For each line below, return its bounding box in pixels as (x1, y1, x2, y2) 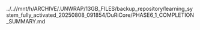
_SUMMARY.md (6, 18, 46, 25)
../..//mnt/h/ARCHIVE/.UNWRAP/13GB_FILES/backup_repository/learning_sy (6, 5, 193, 12)
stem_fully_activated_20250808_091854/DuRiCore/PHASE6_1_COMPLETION (6, 11, 194, 19)
